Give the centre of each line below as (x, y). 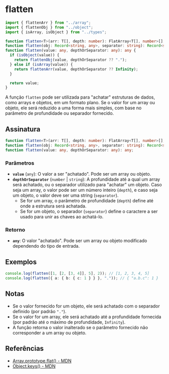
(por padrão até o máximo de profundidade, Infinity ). (69, 322)
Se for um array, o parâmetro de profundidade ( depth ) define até (87, 201)
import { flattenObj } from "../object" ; (49, 27)
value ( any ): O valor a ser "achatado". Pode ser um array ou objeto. (82, 174)
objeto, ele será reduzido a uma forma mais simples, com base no (73, 108)
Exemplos (21, 262)
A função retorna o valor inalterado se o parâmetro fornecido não (80, 327)
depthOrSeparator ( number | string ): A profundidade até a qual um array (86, 179)
